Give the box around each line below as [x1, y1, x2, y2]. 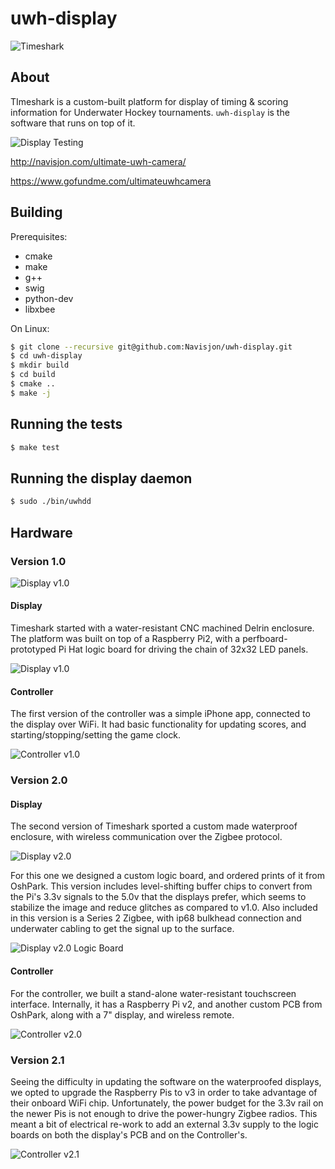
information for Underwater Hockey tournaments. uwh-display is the [10, 106, 290, 118]
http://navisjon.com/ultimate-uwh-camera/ [10, 155, 187, 167]
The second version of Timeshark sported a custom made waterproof [10, 820, 298, 832]
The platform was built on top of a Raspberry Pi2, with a [10, 633, 241, 645]
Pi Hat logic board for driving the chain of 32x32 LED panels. [58, 643, 309, 656]
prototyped [10, 643, 57, 656]
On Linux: [10, 322, 50, 334]
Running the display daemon [10, 470, 193, 487]
